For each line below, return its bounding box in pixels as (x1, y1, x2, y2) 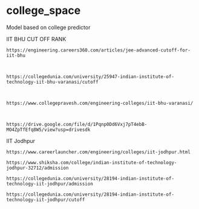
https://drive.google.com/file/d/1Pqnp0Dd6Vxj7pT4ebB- (6, 121, 148, 127)
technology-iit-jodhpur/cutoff (6, 196, 85, 203)
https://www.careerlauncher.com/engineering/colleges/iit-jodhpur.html (6, 149, 191, 155)
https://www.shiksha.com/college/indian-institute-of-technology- (6, 159, 177, 165)
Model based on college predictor (6, 24, 91, 31)
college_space (6, 4, 81, 18)
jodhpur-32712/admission (6, 165, 69, 171)
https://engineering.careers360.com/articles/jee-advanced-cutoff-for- (6, 47, 191, 53)
